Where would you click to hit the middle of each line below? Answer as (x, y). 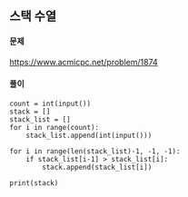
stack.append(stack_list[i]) (97, 167)
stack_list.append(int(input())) (89, 135)
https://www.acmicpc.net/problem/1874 (84, 62)
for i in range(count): (54, 127)
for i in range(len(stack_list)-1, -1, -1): (95, 151)
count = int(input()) (50, 103)
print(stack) (34, 183)
